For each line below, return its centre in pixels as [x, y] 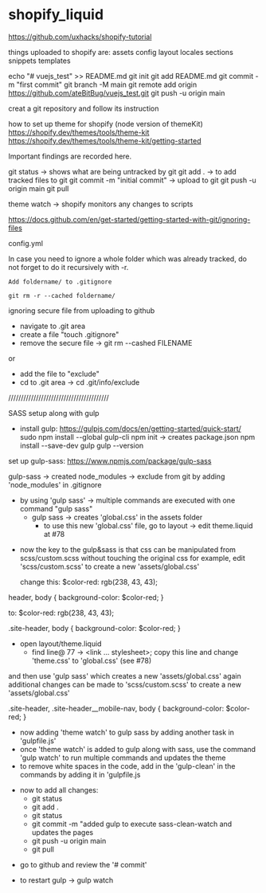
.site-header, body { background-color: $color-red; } [94, 628]
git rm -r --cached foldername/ [62, 296]
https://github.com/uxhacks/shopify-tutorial [80, 37]
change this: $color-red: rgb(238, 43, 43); [88, 582]
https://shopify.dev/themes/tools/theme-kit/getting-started [105, 140]
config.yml [26, 243]
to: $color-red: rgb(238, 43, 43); [61, 613]
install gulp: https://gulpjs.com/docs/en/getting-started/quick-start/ [130, 429]
